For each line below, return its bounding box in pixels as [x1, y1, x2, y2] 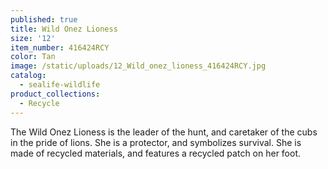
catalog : [10, 71, 47, 81]
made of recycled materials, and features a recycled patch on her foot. [10, 147, 302, 159]
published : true [10, 14, 78, 25]
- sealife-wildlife [19, 80, 101, 90]
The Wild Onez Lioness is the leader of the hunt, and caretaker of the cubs [10, 126, 318, 138]
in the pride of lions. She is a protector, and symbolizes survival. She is [10, 136, 302, 148]
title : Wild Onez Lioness [10, 24, 118, 34]
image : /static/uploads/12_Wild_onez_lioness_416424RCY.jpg [10, 61, 267, 71]
